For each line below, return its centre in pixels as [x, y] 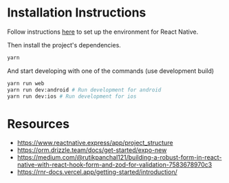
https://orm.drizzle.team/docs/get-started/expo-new [92, 150]
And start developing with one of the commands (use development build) [111, 71]
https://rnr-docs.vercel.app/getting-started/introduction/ [97, 172]
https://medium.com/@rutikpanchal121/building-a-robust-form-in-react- [119, 158]
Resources [39, 123]
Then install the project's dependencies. [64, 45]
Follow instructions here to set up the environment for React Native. [103, 32]
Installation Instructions [77, 13]
